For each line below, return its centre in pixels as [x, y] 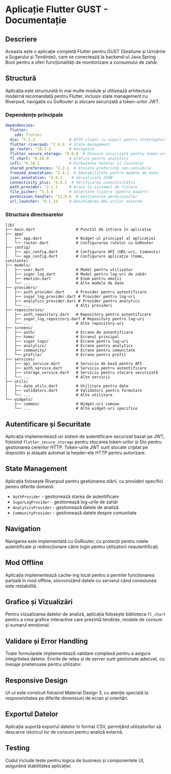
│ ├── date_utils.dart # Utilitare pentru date [67, 386]
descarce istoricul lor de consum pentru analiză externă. [64, 732]
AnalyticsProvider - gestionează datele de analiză [65, 507]
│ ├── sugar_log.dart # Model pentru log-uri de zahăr [76, 275]
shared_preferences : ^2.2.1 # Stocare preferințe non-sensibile [81, 168]
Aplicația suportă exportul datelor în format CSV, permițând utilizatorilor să [83, 726]
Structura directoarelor [34, 214]
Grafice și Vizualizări [39, 602]
